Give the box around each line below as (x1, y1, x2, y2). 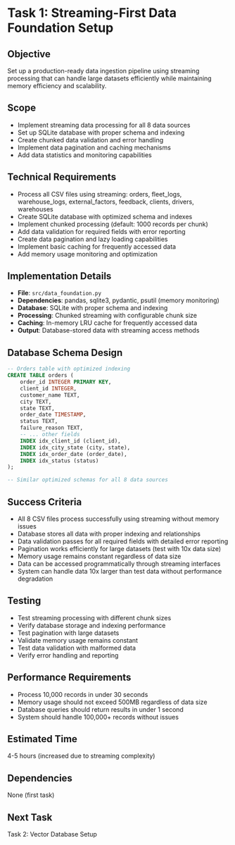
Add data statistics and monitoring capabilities (17, 150, 153, 159)
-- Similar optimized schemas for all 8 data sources (7, 476, 169, 483)
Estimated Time (7, 733, 77, 745)
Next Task (7, 811, 53, 823)
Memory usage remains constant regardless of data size (17, 552, 182, 560)
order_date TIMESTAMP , (20, 411, 87, 419)
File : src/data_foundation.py (17, 289, 102, 297)
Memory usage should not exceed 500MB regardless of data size (17, 698, 208, 706)
